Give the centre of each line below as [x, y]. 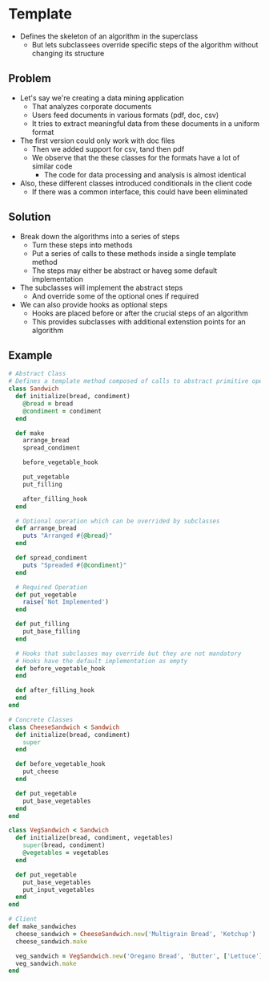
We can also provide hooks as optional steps [94, 304]
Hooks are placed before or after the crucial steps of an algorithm [140, 313]
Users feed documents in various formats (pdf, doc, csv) [125, 115]
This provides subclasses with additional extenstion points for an [139, 321]
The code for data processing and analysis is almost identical [145, 174]
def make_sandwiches [43, 926]
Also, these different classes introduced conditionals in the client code [136, 183]
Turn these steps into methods [82, 245]
